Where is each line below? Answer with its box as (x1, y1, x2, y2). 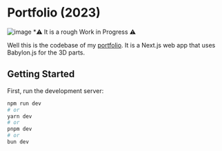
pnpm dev (7, 125, 32, 132)
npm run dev (7, 100, 41, 107)
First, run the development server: (7, 86, 104, 94)
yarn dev (7, 112, 32, 120)
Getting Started (7, 68, 75, 80)
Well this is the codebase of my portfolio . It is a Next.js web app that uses (7, 41, 216, 49)
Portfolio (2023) (7, 5, 101, 21)
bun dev (7, 139, 30, 145)
